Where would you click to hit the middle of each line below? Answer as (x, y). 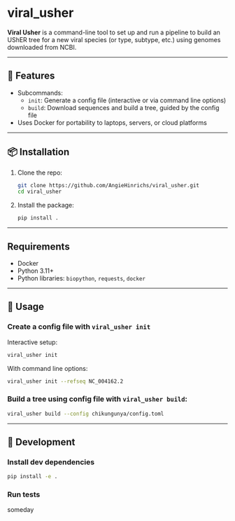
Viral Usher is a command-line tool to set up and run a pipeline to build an (114, 32)
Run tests (24, 494)
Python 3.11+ (36, 271)
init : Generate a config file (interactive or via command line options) (127, 100)
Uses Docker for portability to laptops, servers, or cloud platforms (112, 122)
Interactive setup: (33, 342)
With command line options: (48, 368)
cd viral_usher (40, 192)
